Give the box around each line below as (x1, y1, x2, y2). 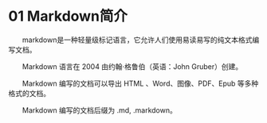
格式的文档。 (8, 88, 50, 98)
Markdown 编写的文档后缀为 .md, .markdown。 (22, 105, 177, 115)
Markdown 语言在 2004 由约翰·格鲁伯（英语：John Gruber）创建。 (22, 61, 243, 71)
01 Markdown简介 (8, 7, 128, 25)
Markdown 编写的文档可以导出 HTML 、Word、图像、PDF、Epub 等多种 (22, 79, 259, 88)
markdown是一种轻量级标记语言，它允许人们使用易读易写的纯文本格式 (22, 35, 253, 44)
